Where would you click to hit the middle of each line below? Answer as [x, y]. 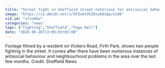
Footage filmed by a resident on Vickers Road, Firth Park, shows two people [82, 46]
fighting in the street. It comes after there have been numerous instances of [82, 51]
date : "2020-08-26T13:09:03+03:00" [41, 32]
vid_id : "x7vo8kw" [24, 18]
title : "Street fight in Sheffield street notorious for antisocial [77, 9]
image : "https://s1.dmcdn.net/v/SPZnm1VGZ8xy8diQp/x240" [65, 14]
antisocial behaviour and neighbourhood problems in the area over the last [81, 56]
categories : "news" [25, 23]
